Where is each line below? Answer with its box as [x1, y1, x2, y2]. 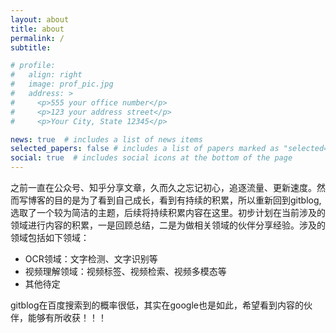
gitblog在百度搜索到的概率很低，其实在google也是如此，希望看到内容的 [10, 299, 305, 311]
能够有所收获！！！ [27, 312, 107, 323]
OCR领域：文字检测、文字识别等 [24, 253, 158, 265]
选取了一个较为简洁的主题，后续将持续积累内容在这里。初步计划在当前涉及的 [10, 207, 326, 218]
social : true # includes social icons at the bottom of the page [10, 153, 293, 163]
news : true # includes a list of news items [10, 134, 203, 145]
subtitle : [10, 42, 52, 53]
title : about [10, 24, 65, 34]
